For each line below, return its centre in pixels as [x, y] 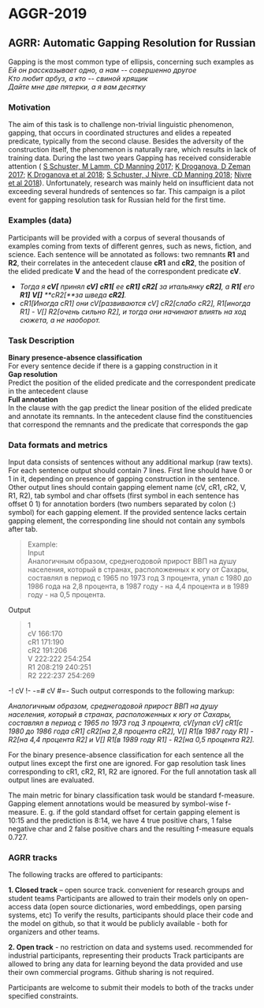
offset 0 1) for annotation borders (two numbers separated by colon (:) [122, 504]
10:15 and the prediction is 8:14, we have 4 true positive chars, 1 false [120, 820]
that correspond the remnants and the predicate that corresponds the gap [128, 424]
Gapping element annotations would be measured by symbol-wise [116, 804]
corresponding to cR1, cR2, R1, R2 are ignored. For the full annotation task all [132, 772]
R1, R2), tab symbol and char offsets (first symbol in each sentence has [124, 496]
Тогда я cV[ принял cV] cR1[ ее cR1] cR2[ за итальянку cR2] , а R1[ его [137, 286]
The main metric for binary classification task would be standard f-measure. [131, 795]
